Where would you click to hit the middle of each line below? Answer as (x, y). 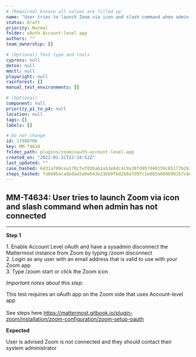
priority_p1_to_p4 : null (36, 109)
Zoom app (18, 265)
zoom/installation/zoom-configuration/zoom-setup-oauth (75, 319)
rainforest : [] (24, 82)
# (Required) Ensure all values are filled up (64, 11)
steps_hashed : (23, 174)
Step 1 (14, 235)
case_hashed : (22, 168)
